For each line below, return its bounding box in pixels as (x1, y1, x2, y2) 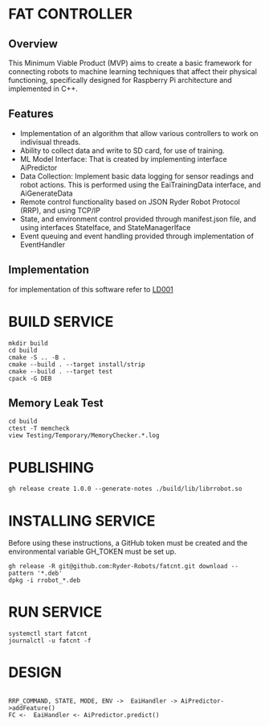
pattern (8, 569, 35, 578)
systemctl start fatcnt (8, 629, 88, 638)
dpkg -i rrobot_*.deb (8, 576, 81, 584)
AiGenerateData (19, 188, 74, 198)
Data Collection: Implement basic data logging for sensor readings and (19, 171, 255, 181)
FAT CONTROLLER (8, 5, 132, 23)
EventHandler (19, 239, 66, 250)
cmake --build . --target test (8, 367, 113, 375)
